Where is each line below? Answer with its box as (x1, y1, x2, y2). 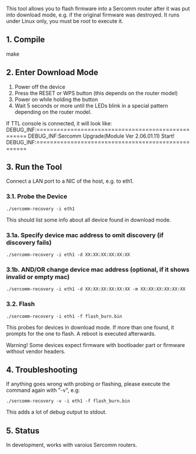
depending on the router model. (14, 108, 92, 115)
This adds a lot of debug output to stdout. (6, 408, 107, 416)
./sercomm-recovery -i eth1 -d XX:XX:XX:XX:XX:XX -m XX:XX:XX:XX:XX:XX (6, 286, 185, 292)
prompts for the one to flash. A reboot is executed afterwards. (6, 330, 156, 337)
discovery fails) (6, 238, 52, 247)
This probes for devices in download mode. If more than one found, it (6, 323, 174, 330)
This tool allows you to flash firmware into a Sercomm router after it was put (6, 5, 190, 12)
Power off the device (14, 83, 66, 90)
